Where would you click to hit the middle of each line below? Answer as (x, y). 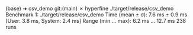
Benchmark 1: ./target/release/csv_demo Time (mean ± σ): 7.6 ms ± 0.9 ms (96, 15)
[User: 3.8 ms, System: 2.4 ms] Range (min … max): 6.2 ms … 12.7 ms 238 (96, 21)
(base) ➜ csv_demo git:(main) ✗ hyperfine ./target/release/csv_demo (90, 8)
